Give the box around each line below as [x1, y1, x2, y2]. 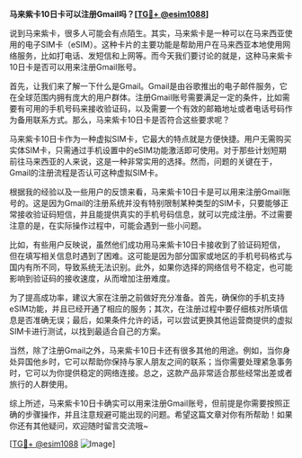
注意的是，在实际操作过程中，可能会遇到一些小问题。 [9, 220, 207, 230]
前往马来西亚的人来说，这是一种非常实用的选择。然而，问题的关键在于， [9, 157, 277, 166]
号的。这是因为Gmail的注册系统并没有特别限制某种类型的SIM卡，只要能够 [9, 198, 281, 208]
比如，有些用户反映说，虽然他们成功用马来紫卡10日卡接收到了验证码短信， [9, 239, 286, 250]
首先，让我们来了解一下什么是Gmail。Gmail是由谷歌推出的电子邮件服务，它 [9, 81, 288, 91]
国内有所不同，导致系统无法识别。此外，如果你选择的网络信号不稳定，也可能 [9, 262, 293, 273]
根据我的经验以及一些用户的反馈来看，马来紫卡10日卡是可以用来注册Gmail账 [9, 186, 290, 197]
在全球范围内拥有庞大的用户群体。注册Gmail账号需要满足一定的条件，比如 [9, 92, 283, 103]
